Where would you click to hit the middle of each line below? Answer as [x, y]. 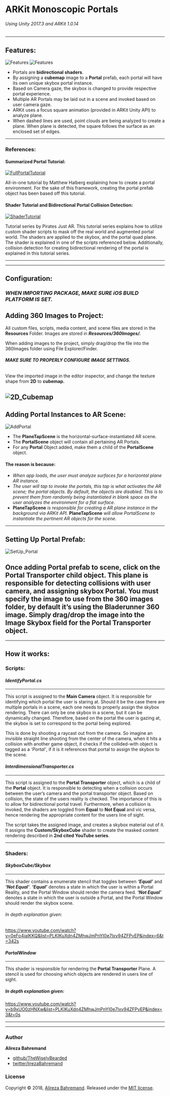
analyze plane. [28, 116]
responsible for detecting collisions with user [78, 584]
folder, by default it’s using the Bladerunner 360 [82, 607]
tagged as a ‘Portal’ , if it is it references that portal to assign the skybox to [82, 750]
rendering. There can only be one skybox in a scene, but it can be [74, 713]
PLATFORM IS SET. [29, 299]
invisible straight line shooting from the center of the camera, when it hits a [83, 738]
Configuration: [29, 278]
